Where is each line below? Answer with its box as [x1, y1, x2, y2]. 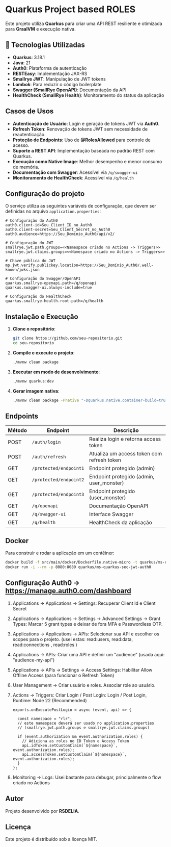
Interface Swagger [89, 511, 134, 518]
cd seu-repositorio [12, 341, 54, 346]
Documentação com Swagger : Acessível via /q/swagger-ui [12, 169, 138, 175]
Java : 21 [12, 60, 31, 66]
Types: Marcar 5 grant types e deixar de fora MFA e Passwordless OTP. [12, 621, 163, 627]
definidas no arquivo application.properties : [5, 208, 101, 215]
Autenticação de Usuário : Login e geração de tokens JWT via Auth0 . [12, 120, 160, 126]
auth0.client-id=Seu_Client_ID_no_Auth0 [5, 223, 93, 228]
